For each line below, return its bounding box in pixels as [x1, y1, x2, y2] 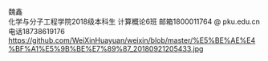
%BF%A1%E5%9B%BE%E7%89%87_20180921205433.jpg [8, 44, 204, 53]
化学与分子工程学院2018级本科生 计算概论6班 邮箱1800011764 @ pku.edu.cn [8, 17, 261, 26]
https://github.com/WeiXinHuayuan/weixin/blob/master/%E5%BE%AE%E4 [8, 36, 256, 45]
